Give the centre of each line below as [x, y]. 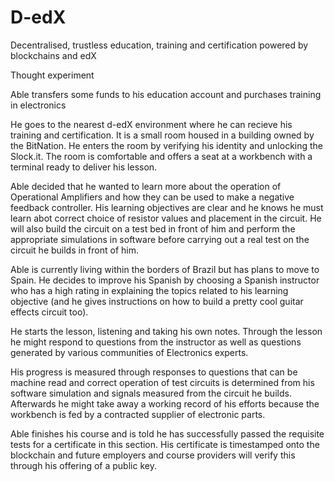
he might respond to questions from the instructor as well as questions [156, 342]
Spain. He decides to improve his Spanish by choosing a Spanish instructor [165, 280]
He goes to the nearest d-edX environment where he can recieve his [151, 124]
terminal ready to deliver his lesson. [84, 167]
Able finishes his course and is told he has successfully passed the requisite [167, 433]
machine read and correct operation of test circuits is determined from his [162, 382]
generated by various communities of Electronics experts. [129, 352]
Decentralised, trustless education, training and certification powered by [159, 45]
